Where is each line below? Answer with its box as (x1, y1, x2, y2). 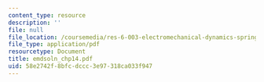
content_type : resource (8, 11, 86, 20)
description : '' (8, 19, 61, 27)
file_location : (8, 33, 58, 41)
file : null (8, 26, 44, 34)
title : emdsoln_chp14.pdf (8, 55, 93, 63)
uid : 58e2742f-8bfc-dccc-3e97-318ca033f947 (8, 62, 153, 70)
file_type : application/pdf (8, 41, 101, 48)
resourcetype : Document (8, 48, 86, 55)
